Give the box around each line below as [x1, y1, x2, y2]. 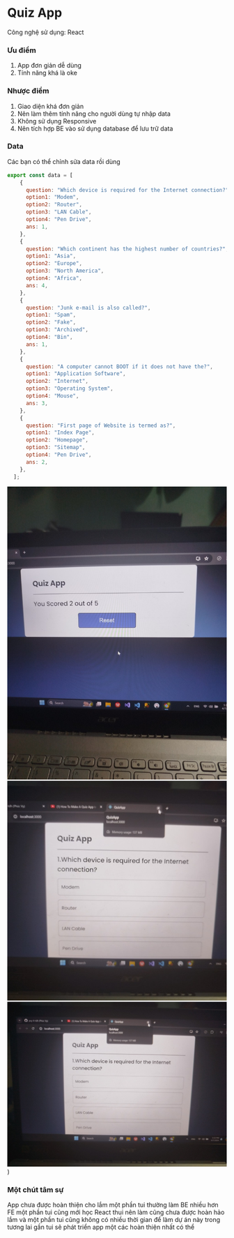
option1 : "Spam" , [25, 312, 77, 319]
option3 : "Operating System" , [25, 385, 114, 392]
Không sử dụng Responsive [17, 116, 97, 125]
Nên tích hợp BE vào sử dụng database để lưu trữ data [17, 124, 173, 133]
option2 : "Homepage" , [25, 437, 89, 444]
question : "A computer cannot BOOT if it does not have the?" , [25, 363, 214, 370]
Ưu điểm [7, 45, 36, 55]
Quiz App [7, 5, 63, 21]
